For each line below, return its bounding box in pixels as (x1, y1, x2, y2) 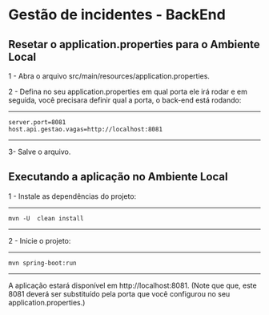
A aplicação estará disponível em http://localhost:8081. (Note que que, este (8, 281, 258, 290)
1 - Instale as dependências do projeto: (8, 191, 137, 201)
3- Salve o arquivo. (8, 147, 71, 156)
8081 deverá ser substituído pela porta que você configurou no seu (8, 289, 231, 298)
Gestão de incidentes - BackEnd (8, 6, 226, 24)
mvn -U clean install (8, 214, 84, 222)
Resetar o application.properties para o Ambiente (8, 38, 260, 51)
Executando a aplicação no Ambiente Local (8, 170, 228, 184)
